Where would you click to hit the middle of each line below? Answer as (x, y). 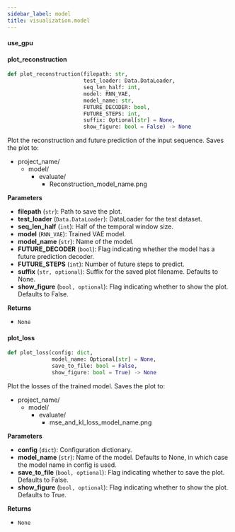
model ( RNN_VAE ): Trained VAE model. (71, 234)
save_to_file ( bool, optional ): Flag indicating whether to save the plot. (121, 472)
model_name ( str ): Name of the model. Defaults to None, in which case (123, 457)
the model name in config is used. (67, 465)
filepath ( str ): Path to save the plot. (70, 212)
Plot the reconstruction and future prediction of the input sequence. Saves (116, 140)
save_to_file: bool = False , (95, 366)
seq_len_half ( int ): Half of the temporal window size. (96, 226)
